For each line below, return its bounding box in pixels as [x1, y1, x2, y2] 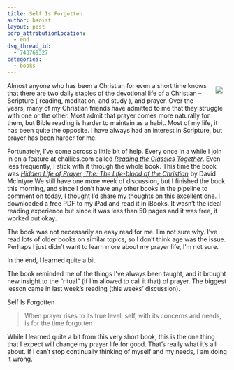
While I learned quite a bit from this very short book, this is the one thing [7, 332, 215, 341]
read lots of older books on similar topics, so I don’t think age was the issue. [7, 235, 226, 243]
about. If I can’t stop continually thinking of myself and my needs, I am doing [7, 347, 227, 355]
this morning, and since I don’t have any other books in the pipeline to [7, 184, 208, 192]
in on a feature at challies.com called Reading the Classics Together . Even [7, 155, 221, 163]
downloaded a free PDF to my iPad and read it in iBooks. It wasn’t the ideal [7, 199, 222, 207]
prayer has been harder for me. [7, 134, 97, 142]
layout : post [7, 23, 45, 30]
